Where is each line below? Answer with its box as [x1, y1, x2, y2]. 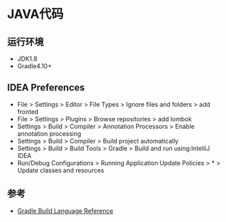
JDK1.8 [17, 54, 38, 63]
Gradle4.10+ [17, 62, 52, 70]
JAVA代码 [7, 6, 64, 22]
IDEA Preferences [7, 82, 85, 94]
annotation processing [17, 129, 82, 138]
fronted [17, 108, 39, 116]
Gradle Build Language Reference [17, 206, 114, 214]
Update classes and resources [17, 166, 104, 174]
